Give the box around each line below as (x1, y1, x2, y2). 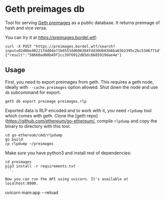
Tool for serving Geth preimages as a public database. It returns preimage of (5, 20, 160, 26)
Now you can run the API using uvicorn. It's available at (5, 176, 129, 181)
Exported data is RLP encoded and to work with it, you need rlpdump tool (5, 107, 152, 114)
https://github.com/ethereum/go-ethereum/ (6, 118, 95, 124)
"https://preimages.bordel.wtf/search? (33, 44, 115, 49)
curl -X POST (5, 44, 32, 49)
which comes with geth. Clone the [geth (5, 113, 86, 118)
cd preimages (5, 159, 32, 164)
